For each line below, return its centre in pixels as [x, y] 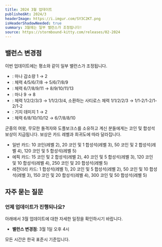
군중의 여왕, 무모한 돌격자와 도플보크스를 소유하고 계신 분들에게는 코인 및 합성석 [80, 128]
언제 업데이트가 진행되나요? [35, 207]
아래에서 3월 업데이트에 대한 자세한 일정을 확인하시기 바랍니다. [64, 218]
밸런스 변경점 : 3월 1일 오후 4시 [40, 229]
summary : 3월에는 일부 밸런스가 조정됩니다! [44, 28]
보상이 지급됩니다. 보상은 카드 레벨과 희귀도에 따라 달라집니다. [63, 134]
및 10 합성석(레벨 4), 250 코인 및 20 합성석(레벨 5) [60, 163]
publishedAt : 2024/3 [26, 14]
